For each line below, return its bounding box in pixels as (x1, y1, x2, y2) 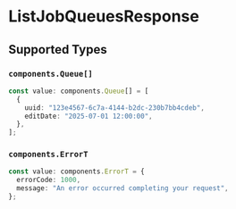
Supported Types (8, 42, 108, 57)
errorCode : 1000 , (16, 176, 81, 185)
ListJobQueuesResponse (8, 6, 200, 27)
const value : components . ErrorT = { (8, 167, 145, 176)
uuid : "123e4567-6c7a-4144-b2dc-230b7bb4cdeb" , (24, 103, 205, 113)
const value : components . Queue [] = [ (8, 87, 149, 96)
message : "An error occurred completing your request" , (16, 184, 229, 193)
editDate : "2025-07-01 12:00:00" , (24, 112, 153, 121)
